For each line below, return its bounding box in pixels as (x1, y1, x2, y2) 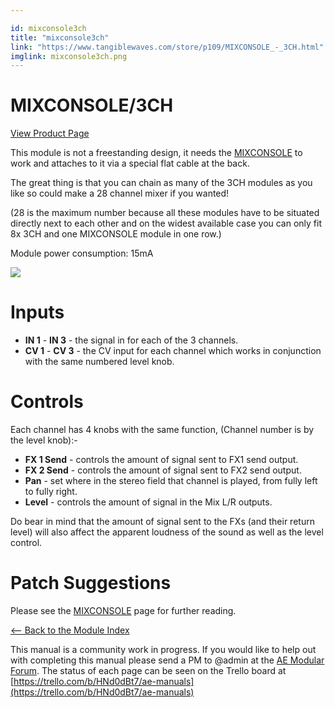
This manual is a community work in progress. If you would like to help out (10, 644, 317, 655)
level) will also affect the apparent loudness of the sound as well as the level (10, 526, 324, 538)
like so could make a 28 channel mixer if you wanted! (10, 187, 230, 200)
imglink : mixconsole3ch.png (10, 51, 128, 61)
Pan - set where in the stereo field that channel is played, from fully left (24, 475, 318, 487)
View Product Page (10, 127, 90, 140)
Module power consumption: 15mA (10, 247, 154, 260)
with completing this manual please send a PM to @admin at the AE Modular (10, 654, 325, 666)
